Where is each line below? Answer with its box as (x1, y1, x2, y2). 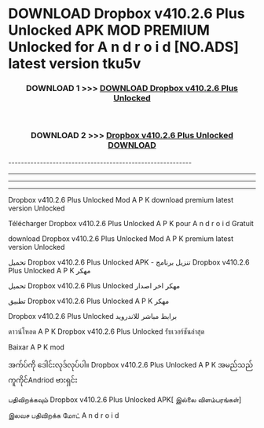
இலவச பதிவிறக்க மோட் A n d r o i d (8, 410, 119, 420)
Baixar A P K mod (8, 342, 65, 352)
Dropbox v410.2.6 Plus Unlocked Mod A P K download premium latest (8, 195, 234, 204)
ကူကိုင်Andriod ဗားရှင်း (8, 375, 78, 385)
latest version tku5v (8, 55, 141, 73)
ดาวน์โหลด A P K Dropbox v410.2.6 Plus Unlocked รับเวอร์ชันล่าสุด (8, 327, 205, 336)
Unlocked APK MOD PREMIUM (8, 21, 211, 39)
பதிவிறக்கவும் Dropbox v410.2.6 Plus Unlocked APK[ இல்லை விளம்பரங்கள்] (8, 394, 242, 404)
